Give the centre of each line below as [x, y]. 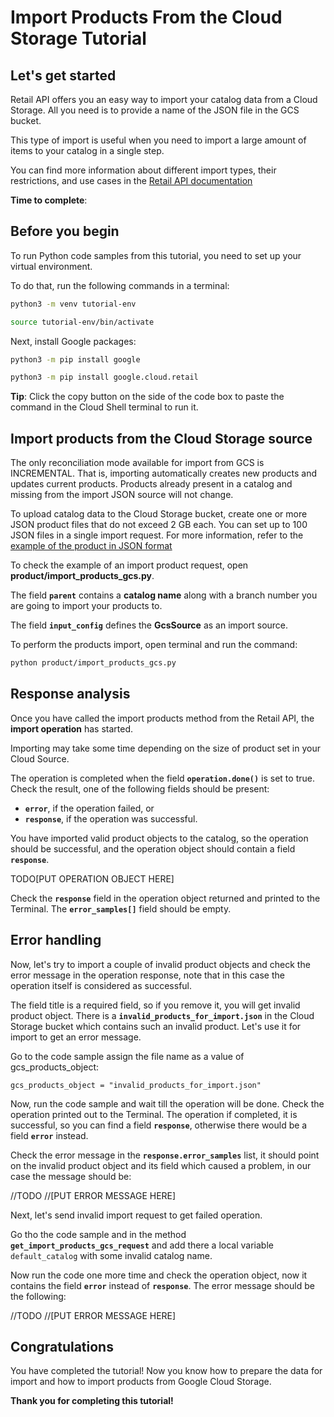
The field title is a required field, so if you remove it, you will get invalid [155, 1005]
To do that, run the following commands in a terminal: [120, 285]
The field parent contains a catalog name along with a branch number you [164, 595]
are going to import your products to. [86, 606]
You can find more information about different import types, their [143, 170]
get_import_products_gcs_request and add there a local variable [142, 1245]
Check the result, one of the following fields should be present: [140, 788]
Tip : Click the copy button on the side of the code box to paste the [147, 397]
